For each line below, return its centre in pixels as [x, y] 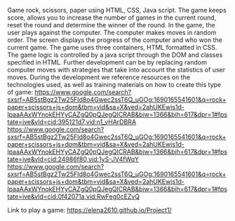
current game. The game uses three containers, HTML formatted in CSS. [112, 47]
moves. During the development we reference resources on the [99, 77]
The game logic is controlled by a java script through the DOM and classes [115, 55]
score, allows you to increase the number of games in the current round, [112, 18]
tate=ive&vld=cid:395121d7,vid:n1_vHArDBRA [72, 122]
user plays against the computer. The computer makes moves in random [112, 32]
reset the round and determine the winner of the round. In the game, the [111, 25]
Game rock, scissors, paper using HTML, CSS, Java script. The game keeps [117, 10]
